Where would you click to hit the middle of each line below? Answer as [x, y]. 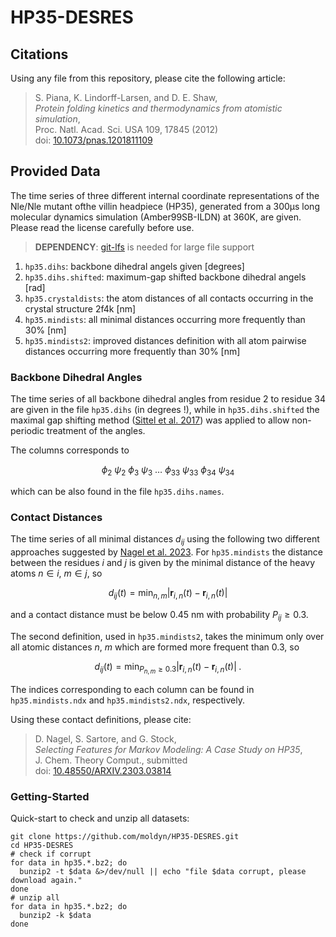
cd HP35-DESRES [42, 846]
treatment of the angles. [96, 431]
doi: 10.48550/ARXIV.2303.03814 [103, 770]
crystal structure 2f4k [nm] [80, 308]
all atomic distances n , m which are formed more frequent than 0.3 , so [155, 647]
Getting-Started [50, 796]
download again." [46, 881]
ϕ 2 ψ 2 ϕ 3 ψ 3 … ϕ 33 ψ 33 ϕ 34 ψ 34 [168, 471]
